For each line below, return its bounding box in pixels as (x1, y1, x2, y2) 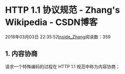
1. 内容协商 (5, 49, 38, 58)
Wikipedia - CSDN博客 (5, 17, 98, 28)
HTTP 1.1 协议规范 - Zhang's (5, 4, 120, 16)
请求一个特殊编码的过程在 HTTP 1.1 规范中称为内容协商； (5, 63, 120, 69)
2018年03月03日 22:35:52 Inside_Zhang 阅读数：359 (5, 34, 111, 40)
